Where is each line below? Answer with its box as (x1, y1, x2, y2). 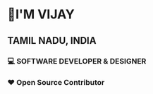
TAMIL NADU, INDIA (7, 35, 97, 47)
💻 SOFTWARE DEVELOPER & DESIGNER (7, 56, 147, 66)
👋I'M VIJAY (7, 6, 75, 23)
